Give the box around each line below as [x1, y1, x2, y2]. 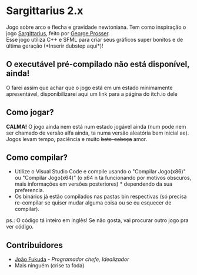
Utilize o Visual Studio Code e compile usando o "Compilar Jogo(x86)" [14, 168, 186, 175]
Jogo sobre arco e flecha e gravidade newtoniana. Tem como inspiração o [6, 24, 186, 31]
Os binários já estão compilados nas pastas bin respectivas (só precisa [14, 193, 187, 200]
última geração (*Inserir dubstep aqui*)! [6, 42, 104, 49]
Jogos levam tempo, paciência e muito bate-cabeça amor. [6, 135, 148, 142]
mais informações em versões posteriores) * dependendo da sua [14, 180, 172, 187]
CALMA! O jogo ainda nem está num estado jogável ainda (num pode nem [6, 123, 186, 130]
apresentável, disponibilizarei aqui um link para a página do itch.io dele [6, 90, 178, 98]
